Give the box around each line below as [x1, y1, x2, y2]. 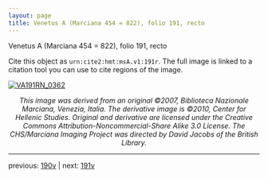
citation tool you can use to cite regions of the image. [8, 64, 183, 74]
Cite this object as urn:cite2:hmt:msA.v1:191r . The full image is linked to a [8, 56, 253, 66]
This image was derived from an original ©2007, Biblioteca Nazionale [19, 95, 249, 105]
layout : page [8, 11, 52, 20]
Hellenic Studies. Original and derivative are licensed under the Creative [14, 112, 254, 122]
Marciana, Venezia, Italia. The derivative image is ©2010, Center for [22, 104, 246, 114]
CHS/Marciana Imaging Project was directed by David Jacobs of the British [9, 129, 259, 139]
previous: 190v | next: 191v [8, 161, 96, 170]
